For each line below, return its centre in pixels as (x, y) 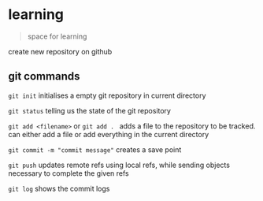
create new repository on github (60, 51)
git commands (44, 76)
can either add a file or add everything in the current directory (109, 134)
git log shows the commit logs (59, 188)
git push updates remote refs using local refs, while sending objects (119, 165)
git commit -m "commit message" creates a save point (95, 149)
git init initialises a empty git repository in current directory (107, 95)
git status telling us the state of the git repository (90, 110)
